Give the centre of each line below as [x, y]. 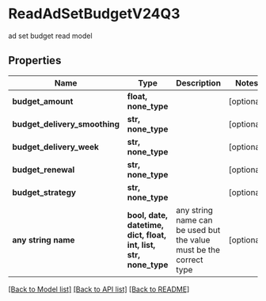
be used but [198, 230]
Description [198, 82]
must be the [198, 250]
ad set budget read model [50, 36]
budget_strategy [44, 192]
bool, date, [148, 215]
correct [189, 260]
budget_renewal [44, 170]
